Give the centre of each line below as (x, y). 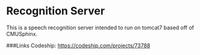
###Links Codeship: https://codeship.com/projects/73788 (78, 45)
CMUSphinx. (22, 33)
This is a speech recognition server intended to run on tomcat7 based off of (100, 27)
